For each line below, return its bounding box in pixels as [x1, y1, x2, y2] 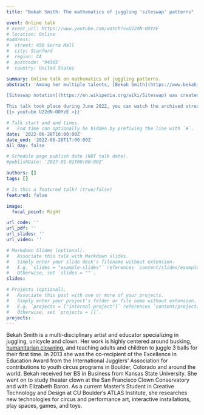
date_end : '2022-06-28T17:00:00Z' [6, 137, 94, 143]
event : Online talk [6, 19, 56, 26]
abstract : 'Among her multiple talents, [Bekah [6, 81, 129, 88]
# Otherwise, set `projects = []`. [6, 309, 102, 315]
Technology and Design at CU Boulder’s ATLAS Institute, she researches [6, 389, 188, 397]
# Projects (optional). [6, 287, 67, 293]
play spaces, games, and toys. [6, 402, 83, 410]
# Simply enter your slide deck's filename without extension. [6, 259, 175, 265]
